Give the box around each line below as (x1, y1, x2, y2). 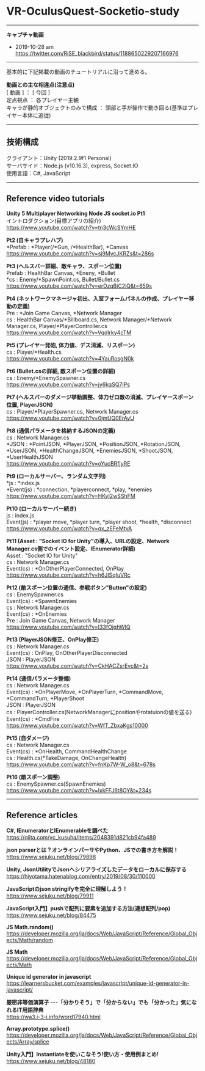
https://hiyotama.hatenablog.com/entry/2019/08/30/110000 (6, 872, 156, 880)
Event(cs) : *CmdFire (6, 715, 60, 722)
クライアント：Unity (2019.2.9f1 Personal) (6, 154, 112, 161)
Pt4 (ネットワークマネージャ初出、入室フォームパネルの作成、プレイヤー (6, 294, 189, 302)
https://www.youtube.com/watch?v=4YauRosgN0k (6, 354, 134, 362)
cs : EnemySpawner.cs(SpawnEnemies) (6, 780, 106, 788)
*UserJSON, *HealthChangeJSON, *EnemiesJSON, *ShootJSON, (6, 447, 173, 454)
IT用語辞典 (16, 1006, 44, 1014)
